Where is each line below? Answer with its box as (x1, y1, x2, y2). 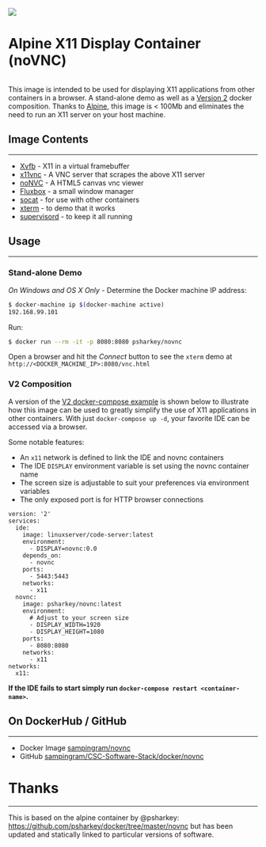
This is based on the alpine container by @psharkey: (8, 812, 180, 822)
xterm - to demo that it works (19, 203, 116, 213)
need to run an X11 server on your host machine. (8, 109, 166, 119)
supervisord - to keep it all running (19, 211, 133, 221)
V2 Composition (8, 378, 73, 389)
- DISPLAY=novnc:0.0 (28, 545, 97, 553)
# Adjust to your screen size (28, 613, 129, 621)
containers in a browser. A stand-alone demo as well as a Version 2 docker (8, 93, 253, 102)
